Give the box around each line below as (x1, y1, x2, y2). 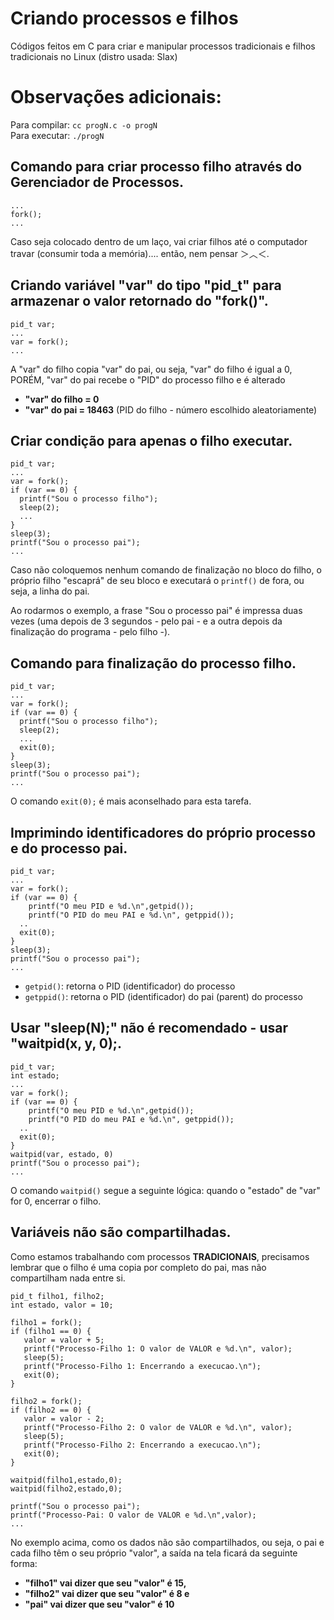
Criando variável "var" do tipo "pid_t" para (10, 277, 282, 294)
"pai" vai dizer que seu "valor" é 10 (24, 1598, 175, 1610)
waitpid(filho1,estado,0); (10, 1475, 123, 1485)
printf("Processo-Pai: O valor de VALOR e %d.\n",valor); (10, 1510, 257, 1520)
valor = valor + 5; (23, 1335, 105, 1345)
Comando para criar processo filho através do (10, 158, 303, 176)
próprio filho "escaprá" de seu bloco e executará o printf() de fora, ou (10, 575, 305, 587)
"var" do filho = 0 (24, 393, 100, 405)
